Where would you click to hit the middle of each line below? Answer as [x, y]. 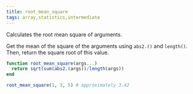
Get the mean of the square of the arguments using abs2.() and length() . [97, 46]
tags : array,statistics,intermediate [53, 17]
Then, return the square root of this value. [58, 52]
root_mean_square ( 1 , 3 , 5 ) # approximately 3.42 [68, 85]
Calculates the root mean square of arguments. [64, 34]
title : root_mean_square [37, 12]
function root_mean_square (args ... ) [52, 63]
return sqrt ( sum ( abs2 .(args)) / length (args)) [68, 69]
